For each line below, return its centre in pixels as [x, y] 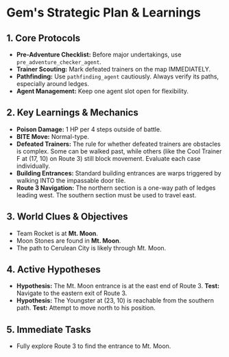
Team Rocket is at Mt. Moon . [57, 233]
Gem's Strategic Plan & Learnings [104, 13]
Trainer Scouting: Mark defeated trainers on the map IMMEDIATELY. [113, 69]
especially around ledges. [53, 84]
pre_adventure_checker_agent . [59, 62]
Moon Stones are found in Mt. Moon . [69, 240]
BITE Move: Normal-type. [53, 136]
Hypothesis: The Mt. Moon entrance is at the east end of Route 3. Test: [118, 286]
